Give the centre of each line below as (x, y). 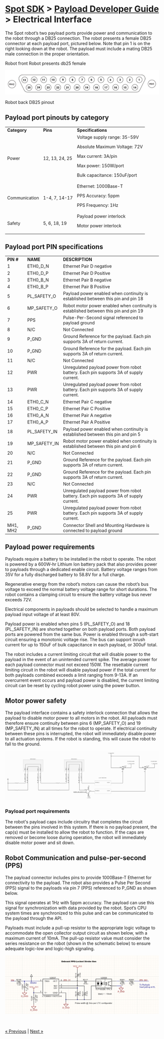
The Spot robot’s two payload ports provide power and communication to (79, 33)
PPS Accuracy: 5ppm (98, 196)
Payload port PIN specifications (54, 247)
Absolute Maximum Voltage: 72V (110, 147)
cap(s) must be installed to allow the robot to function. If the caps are (74, 832)
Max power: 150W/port (101, 166)
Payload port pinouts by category (57, 118)
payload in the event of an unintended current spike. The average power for (81, 659)
